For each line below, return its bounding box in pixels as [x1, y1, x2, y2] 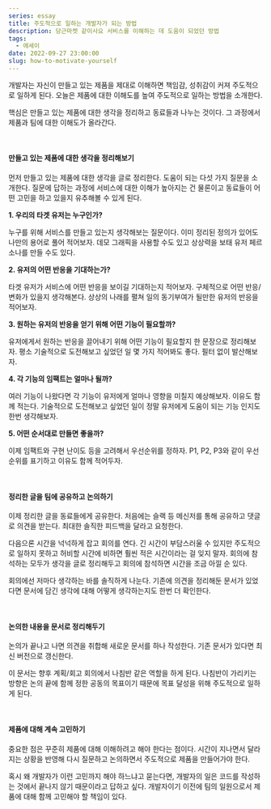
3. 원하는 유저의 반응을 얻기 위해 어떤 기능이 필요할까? [8, 320, 176, 329]
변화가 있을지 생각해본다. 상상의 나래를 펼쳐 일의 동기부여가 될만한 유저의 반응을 [8, 292, 259, 302]
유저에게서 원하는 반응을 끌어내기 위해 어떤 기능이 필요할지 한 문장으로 [8, 337, 229, 346]
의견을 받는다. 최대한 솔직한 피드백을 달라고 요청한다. [16, 521, 184, 531]
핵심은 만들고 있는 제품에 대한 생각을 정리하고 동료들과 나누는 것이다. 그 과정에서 [8, 107, 261, 117]
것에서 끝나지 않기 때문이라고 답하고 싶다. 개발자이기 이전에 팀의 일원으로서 [16, 781, 252, 791]
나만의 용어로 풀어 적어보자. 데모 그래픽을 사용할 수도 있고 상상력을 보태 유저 [8, 238, 248, 248]
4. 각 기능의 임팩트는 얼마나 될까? [8, 374, 113, 384]
